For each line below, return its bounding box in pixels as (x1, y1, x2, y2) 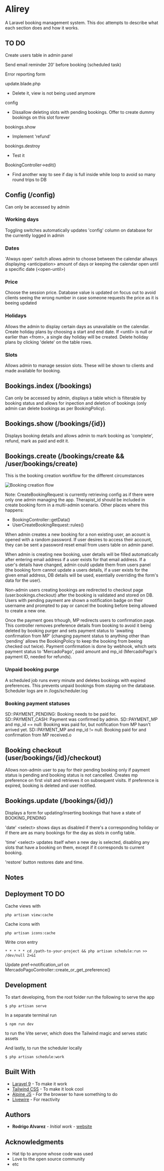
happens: (5, 507, 24, 513)
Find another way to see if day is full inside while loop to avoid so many (12, 171, 156, 177)
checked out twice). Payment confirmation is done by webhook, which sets (5, 644, 157, 650)
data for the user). (5, 577, 41, 583)
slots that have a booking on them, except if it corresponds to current (5, 844, 144, 850)
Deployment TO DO (5, 890, 65, 898)
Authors (5, 1110, 31, 1119)
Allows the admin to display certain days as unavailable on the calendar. (5, 323, 150, 329)
